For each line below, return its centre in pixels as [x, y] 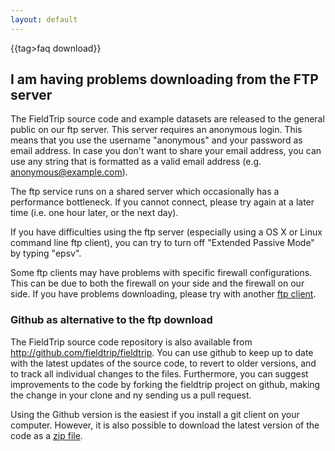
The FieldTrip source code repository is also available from [131, 342]
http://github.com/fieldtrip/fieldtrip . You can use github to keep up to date [162, 352]
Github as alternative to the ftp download [111, 320]
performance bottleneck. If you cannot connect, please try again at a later [162, 202]
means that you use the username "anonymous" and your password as [156, 140]
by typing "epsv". [46, 253]
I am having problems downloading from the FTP [164, 79]
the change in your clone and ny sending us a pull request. [131, 395]
